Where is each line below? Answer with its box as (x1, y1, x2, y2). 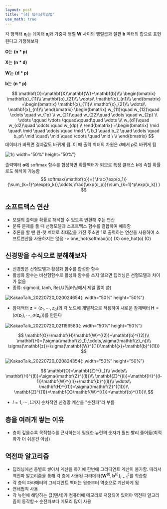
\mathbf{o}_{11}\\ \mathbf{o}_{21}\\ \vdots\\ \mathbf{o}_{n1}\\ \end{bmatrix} (6, 96, 161, 102)
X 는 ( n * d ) (5, 59, 27, 65)
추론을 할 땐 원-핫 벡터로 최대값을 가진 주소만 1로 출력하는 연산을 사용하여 (12, 229, 155, 235)
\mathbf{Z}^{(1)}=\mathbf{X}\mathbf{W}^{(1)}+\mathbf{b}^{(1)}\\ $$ (14, 389, 154, 395)
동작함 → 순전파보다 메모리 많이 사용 (21, 498, 91, 504)
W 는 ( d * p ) (5, 70, 29, 76)
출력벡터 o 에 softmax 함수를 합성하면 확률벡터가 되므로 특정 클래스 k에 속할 (5, 162, 152, 168)
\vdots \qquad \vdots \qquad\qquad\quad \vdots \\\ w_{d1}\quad (18, 117, 150, 123)
